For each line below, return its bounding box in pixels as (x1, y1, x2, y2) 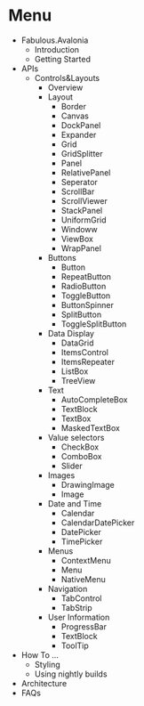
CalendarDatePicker (60, 517, 135, 528)
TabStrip (60, 602, 92, 613)
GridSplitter (60, 148, 103, 158)
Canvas (60, 110, 90, 121)
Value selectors (47, 432, 105, 442)
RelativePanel (60, 166, 111, 178)
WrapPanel (60, 242, 101, 254)
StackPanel (60, 205, 103, 215)
